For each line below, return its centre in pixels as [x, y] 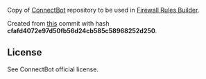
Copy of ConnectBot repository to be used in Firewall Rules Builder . [103, 10]
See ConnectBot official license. [53, 69]
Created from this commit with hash [58, 23]
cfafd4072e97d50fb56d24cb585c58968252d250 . [82, 31]
